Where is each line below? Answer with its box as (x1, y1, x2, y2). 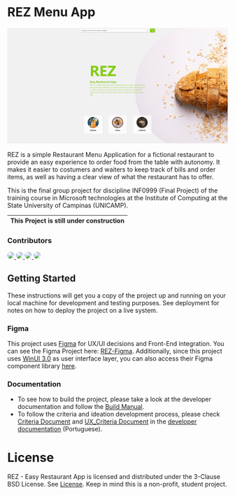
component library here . (7, 362, 77, 370)
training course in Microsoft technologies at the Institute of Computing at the (7, 193, 228, 202)
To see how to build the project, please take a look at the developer (17, 395, 212, 403)
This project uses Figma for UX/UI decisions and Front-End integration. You (7, 340, 225, 348)
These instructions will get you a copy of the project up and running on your (7, 291, 226, 300)
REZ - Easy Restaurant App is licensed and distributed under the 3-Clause (7, 473, 220, 481)
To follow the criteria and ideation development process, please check (17, 410, 220, 419)
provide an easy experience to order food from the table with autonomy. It (7, 158, 220, 166)
